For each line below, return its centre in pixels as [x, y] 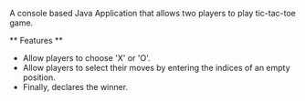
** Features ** [37, 40]
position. [39, 77]
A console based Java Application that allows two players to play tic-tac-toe [153, 13]
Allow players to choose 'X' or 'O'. [86, 58]
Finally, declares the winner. [75, 87]
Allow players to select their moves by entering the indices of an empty [156, 68]
